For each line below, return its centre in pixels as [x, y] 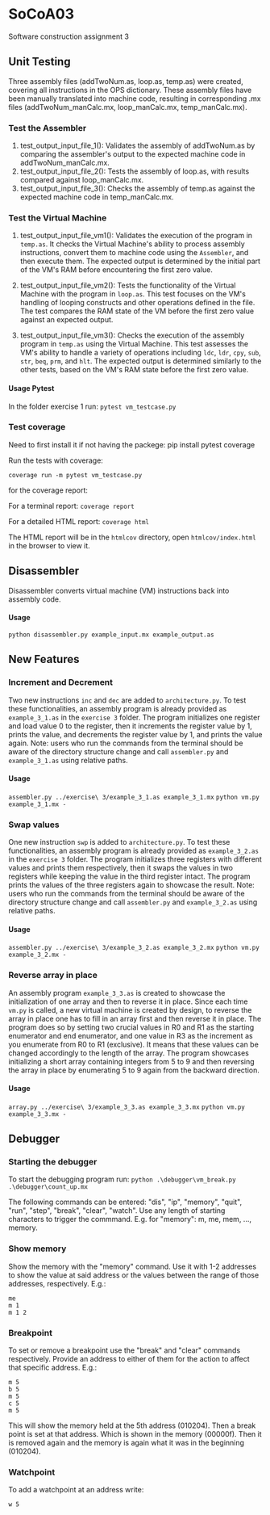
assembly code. [35, 599]
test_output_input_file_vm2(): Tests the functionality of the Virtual [128, 285]
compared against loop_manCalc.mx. [82, 180]
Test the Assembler [48, 128]
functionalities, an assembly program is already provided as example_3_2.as [134, 851]
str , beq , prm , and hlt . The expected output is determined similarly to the [141, 361]
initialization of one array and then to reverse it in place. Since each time [128, 1001]
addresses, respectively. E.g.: [57, 1283]
